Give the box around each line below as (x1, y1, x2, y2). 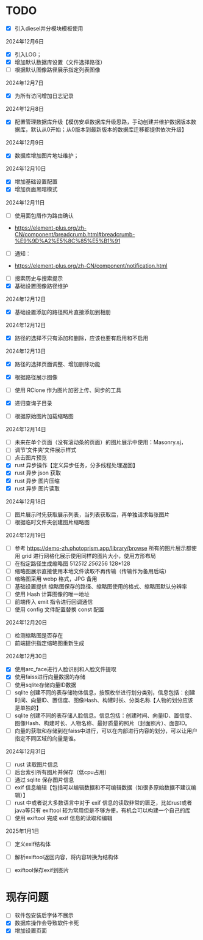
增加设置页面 (14, 927, 47, 934)
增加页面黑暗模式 (14, 186, 58, 193)
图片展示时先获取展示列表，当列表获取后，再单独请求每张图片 (14, 511, 170, 518)
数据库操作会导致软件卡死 (14, 919, 79, 927)
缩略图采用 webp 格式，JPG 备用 (14, 575, 98, 582)
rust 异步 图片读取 (14, 484, 60, 492)
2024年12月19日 (5, 531, 46, 539)
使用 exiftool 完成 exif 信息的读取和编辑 (14, 814, 113, 822)
